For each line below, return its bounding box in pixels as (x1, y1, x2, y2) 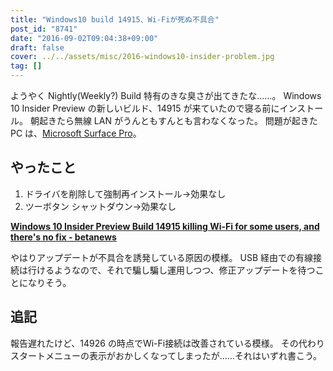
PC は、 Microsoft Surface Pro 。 (10, 127, 142, 139)
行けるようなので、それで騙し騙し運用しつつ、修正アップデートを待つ (27, 264, 316, 276)
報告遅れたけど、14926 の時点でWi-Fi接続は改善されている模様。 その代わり (10, 337, 325, 349)
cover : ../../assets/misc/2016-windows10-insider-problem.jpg (10, 52, 275, 62)
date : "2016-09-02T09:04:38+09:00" (10, 33, 159, 43)
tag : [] (10, 61, 43, 71)
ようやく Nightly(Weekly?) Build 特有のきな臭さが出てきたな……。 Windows (10, 90, 322, 101)
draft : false (10, 42, 65, 53)
